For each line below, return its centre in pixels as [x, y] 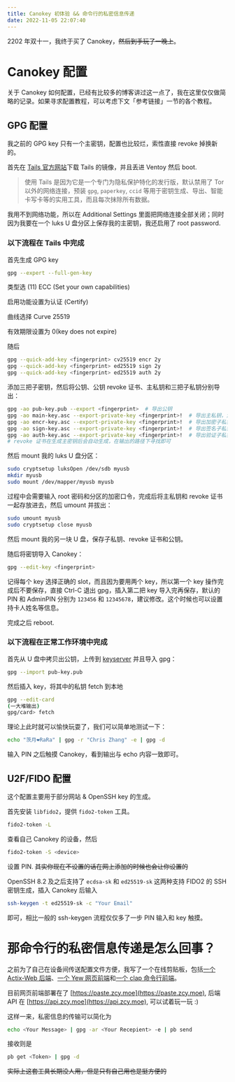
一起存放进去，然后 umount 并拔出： [60, 505]
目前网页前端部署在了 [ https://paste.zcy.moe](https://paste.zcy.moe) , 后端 [114, 992]
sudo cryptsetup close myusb [50, 525]
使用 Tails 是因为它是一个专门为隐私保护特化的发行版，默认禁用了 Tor [124, 182]
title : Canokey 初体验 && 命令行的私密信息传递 [71, 14]
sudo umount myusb [34, 518]
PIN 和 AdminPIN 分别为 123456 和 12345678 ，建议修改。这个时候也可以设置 [115, 599]
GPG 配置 [28, 126]
